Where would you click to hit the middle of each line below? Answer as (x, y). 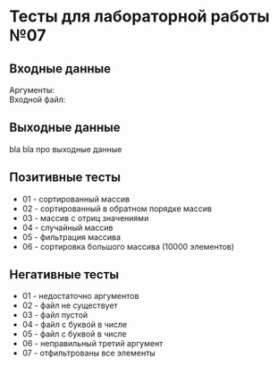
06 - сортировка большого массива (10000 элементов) (128, 246)
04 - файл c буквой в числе (75, 325)
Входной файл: (38, 99)
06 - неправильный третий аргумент (93, 344)
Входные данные (60, 68)
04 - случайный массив (67, 227)
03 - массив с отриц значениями (85, 218)
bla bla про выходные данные (66, 149)
